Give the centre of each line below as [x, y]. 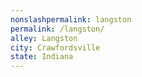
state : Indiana [42, 57]
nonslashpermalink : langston [71, 19]
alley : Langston [44, 38]
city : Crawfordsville [55, 47]
